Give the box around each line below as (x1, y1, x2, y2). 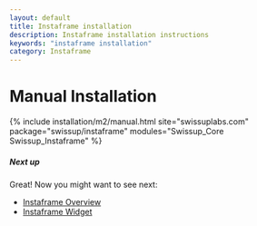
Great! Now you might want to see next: (9, 179, 158, 191)
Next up (9, 156, 40, 167)
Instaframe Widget (22, 206, 93, 218)
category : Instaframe (9, 47, 92, 56)
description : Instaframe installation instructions (9, 30, 209, 39)
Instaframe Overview (22, 197, 102, 208)
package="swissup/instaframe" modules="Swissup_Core (9, 126, 224, 137)
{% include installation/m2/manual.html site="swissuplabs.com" (9, 116, 250, 127)
